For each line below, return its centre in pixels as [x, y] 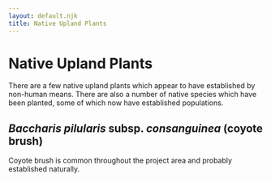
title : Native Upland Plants [58, 23]
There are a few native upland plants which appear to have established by [132, 86]
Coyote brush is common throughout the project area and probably [120, 161]
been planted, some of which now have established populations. [116, 103]
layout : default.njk [43, 16]
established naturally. [44, 169]
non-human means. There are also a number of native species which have [133, 95]
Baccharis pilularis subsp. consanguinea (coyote [136, 128]
